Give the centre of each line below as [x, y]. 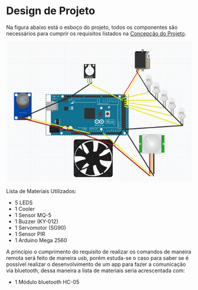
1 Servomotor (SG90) [40, 227]
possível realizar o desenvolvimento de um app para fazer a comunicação [96, 264]
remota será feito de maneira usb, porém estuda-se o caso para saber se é [98, 258]
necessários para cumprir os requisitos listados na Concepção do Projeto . [96, 33]
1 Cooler [25, 208]
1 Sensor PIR [30, 234]
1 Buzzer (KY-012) [37, 221]
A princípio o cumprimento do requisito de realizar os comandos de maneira [99, 252]
